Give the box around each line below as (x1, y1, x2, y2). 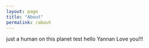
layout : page (6, 8, 38, 15)
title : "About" (6, 14, 44, 20)
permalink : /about (6, 19, 51, 25)
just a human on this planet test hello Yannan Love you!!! (6, 36, 144, 43)
